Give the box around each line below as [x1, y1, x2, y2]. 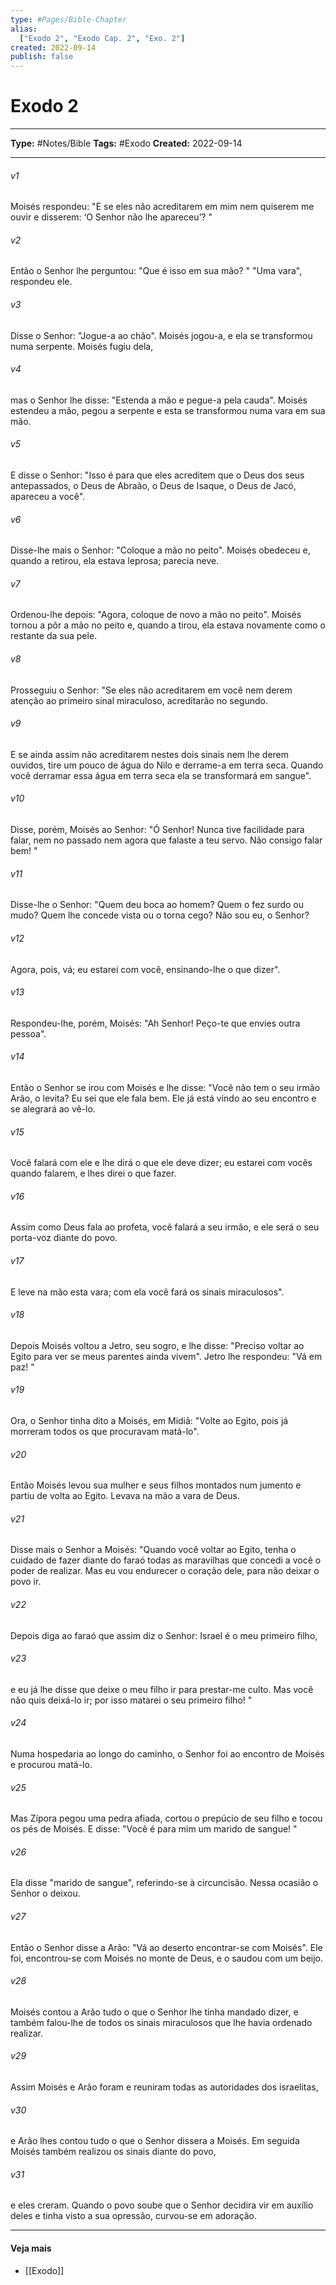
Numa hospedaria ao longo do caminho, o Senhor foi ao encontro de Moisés [10, 1747, 325, 1760]
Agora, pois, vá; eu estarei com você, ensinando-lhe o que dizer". [10, 963, 281, 975]
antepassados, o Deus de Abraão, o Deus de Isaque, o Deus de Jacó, [10, 480, 297, 492]
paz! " [10, 1361, 35, 1373]
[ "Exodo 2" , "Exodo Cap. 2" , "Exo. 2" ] [19, 33, 186, 43]
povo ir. [10, 1576, 42, 1588]
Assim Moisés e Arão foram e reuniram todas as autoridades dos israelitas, [10, 2081, 319, 2093]
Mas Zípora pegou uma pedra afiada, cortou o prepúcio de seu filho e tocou [10, 1812, 323, 1825]
